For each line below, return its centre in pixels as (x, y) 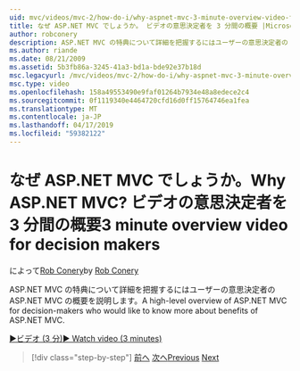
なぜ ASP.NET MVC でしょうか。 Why (148, 181)
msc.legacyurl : (37, 76)
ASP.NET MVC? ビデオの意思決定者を (148, 203)
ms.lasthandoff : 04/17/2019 (62, 126)
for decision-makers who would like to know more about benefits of (134, 310)
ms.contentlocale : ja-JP (55, 117)
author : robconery (43, 34)
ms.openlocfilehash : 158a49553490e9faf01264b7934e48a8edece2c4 (129, 92)
